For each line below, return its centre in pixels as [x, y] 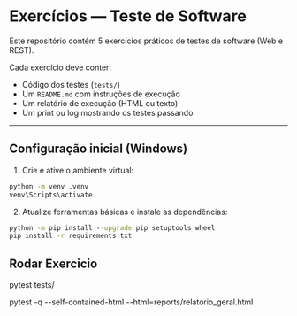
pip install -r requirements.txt [71, 236]
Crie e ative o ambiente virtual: [78, 170]
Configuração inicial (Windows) [99, 149]
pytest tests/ [32, 285]
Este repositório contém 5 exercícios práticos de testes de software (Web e [146, 41]
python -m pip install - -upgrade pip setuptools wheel [112, 227]
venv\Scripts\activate [51, 195]
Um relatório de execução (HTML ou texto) [100, 103]
